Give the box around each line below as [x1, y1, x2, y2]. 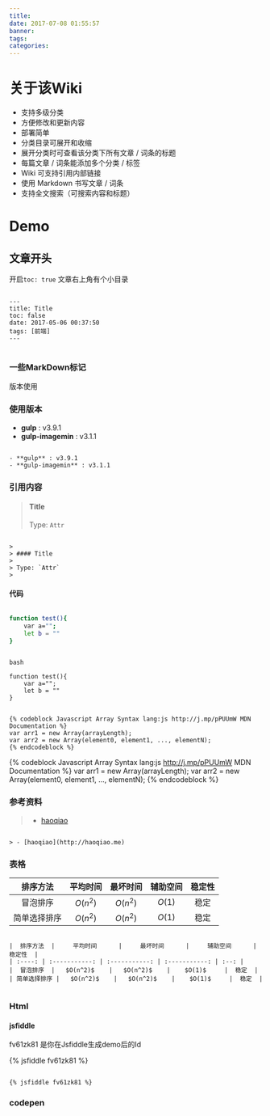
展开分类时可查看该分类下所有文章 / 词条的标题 [20, 148, 177, 158]
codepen [9, 1097, 45, 1109]
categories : [9, 42, 49, 50]
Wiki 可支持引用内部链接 [20, 168, 102, 178]
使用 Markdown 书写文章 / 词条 [20, 179, 124, 188]
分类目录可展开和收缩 [20, 138, 92, 148]
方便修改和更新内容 [20, 118, 85, 128]
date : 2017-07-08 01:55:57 [9, 19, 100, 27]
